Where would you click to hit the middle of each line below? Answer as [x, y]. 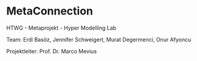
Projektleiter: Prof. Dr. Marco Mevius [52, 51]
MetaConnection [50, 11]
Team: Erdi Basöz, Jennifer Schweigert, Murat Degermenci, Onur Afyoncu [99, 39]
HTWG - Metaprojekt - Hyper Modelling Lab [61, 28]
